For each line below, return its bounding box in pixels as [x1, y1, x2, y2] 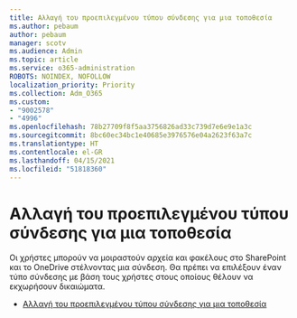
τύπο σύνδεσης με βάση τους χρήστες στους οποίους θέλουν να [9, 272, 254, 283]
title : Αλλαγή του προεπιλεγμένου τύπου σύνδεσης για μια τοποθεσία [9, 13, 273, 23]
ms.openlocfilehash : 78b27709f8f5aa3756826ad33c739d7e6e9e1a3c [9, 123, 253, 132]
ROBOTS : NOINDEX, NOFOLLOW [9, 72, 111, 81]
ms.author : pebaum [9, 22, 79, 31]
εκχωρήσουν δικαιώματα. [9, 281, 106, 292]
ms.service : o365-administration [9, 64, 135, 73]
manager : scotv [9, 38, 67, 48]
